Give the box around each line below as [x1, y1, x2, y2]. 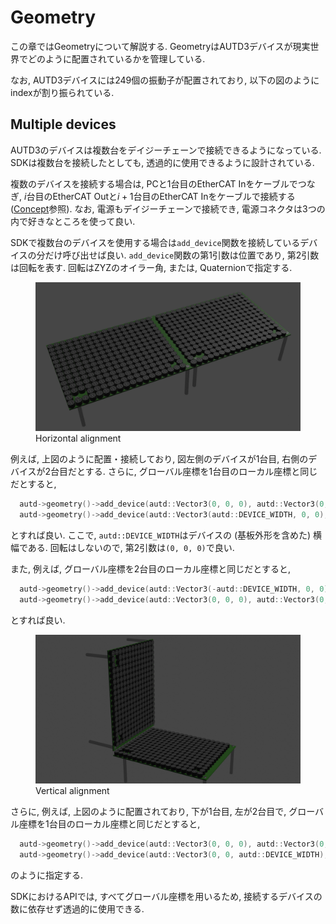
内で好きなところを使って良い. [10, 215, 136, 227]
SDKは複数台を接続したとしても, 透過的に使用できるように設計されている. [10, 156, 315, 168]
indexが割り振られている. [10, 86, 115, 98]
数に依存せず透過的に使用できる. [10, 903, 145, 915]
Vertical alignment [35, 785, 110, 797]
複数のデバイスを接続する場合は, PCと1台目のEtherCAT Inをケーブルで [10, 177, 298, 190]
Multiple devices [10, 116, 117, 133]
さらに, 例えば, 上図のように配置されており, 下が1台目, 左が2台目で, [10, 806, 287, 818]
